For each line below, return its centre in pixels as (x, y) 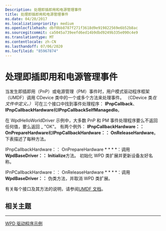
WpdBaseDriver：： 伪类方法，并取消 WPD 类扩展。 (59, 179)
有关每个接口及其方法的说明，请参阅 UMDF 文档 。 (56, 189)
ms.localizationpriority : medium (40, 23)
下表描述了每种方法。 (27, 139)
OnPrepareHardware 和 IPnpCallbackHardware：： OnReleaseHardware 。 (82, 133)
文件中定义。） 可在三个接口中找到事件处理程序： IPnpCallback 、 (71, 104)
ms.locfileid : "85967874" (32, 51)
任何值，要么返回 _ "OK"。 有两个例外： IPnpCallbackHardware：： (75, 127)
